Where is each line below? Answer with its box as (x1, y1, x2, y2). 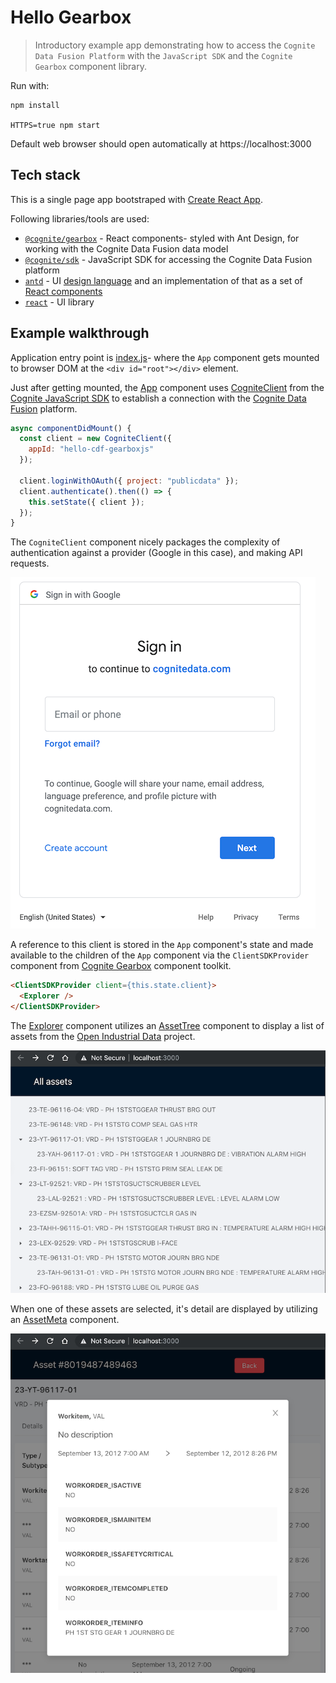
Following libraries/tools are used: (10, 212, 150, 225)
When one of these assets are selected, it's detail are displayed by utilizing (10, 1303, 318, 1315)
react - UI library (24, 296, 95, 308)
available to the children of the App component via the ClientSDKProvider (10, 949, 310, 961)
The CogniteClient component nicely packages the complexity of (10, 536, 281, 548)
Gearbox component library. (34, 60, 147, 72)
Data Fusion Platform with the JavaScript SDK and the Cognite (34, 49, 293, 61)
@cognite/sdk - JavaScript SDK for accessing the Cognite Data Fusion (24, 253, 313, 265)
